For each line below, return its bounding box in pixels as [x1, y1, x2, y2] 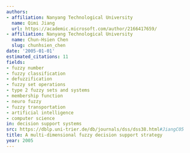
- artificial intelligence [6, 110, 74, 116]
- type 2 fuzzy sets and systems [6, 87, 90, 93]
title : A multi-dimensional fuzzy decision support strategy [6, 132, 163, 139]
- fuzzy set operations [6, 82, 66, 88]
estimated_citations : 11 [6, 54, 69, 60]
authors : [6, 8, 28, 15]
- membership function [6, 93, 63, 99]
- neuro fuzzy [6, 98, 42, 104]
